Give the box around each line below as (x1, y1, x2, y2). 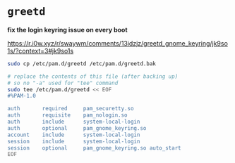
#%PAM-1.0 (7, 93, 37, 100)
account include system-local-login (7, 131, 140, 138)
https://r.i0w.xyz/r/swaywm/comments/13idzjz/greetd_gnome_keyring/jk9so (7, 39, 228, 47)
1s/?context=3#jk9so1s (7, 46, 74, 55)
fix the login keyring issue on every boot (7, 25, 128, 34)
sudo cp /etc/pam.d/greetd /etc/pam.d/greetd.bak (7, 60, 157, 67)
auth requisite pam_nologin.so (7, 112, 128, 119)
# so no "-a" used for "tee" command (7, 79, 119, 86)
